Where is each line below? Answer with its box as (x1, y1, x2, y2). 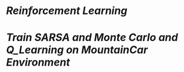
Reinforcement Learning (6, 4, 128, 18)
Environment (6, 56, 71, 69)
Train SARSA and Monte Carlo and (6, 31, 178, 44)
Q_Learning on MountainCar (6, 43, 148, 57)
